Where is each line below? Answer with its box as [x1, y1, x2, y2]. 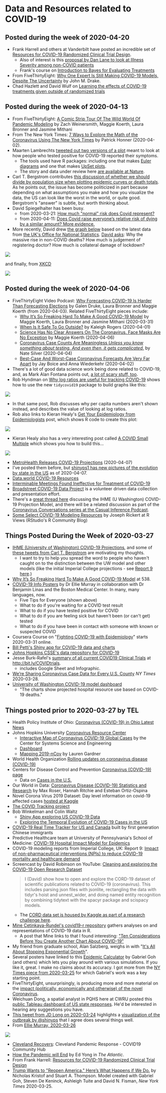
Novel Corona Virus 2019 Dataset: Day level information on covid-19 [12, 793, 151, 799]
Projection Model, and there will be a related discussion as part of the [18, 501, 160, 507]
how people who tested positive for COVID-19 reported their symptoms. [12, 152, 159, 158]
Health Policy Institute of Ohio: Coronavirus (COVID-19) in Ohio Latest [12, 719, 154, 725]
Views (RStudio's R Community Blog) [12, 517, 88, 523]
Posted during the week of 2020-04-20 [5, 33, 130, 42]
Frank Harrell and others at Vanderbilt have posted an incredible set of [12, 47, 156, 52]
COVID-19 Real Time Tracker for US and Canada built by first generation [12, 824, 159, 830]
